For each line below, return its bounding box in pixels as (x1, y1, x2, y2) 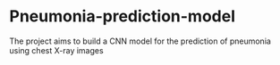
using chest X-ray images (9, 45, 105, 55)
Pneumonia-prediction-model (9, 6, 235, 27)
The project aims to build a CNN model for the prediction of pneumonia (9, 36, 271, 46)
